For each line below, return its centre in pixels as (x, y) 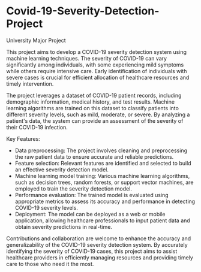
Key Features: (23, 138)
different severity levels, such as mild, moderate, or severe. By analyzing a (98, 114)
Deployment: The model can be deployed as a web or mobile (90, 214)
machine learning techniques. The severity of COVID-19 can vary (86, 58)
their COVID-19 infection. (37, 127)
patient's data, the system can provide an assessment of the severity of (95, 120)
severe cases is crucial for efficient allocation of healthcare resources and (98, 77)
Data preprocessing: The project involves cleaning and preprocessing (101, 150)
